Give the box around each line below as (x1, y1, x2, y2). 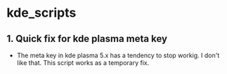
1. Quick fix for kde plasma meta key (6, 33, 168, 45)
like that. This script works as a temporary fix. (16, 59, 150, 67)
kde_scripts (6, 5, 77, 21)
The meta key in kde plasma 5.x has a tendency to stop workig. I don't (16, 51, 220, 59)
